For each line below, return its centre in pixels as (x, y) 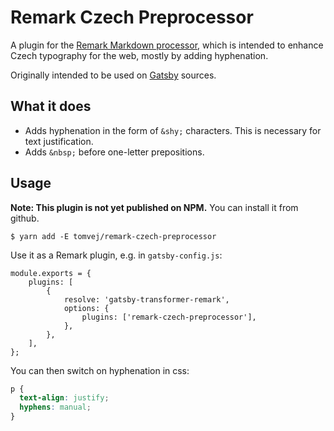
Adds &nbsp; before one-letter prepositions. (114, 152)
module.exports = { (51, 273)
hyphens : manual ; (55, 407)
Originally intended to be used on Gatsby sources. (113, 75)
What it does (51, 106)
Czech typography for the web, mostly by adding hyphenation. (139, 55)
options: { (86, 308)
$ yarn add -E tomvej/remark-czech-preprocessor (113, 236)
